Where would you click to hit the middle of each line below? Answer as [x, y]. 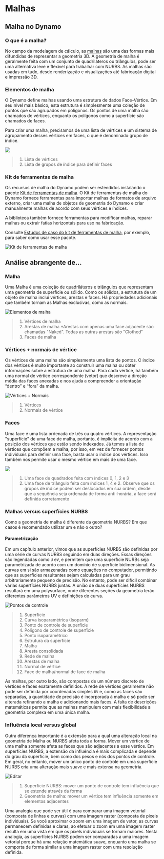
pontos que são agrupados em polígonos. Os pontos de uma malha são [77, 111]
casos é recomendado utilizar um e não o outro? [54, 527]
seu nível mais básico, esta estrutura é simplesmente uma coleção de [75, 105]
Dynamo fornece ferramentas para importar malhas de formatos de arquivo [81, 198]
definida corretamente [47, 499]
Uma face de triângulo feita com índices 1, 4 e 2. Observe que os [90, 483]
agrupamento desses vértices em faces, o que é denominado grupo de [76, 136]
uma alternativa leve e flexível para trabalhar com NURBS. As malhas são [79, 66]
